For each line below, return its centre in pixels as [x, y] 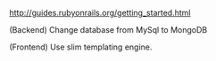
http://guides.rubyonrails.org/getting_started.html [100, 13]
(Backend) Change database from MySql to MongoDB [108, 30]
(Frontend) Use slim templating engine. [81, 47]
